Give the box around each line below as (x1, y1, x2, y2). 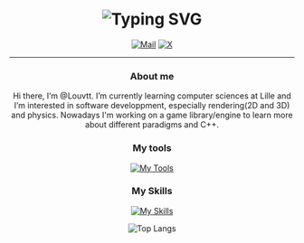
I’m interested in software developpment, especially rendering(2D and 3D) (14, 100, 290, 111)
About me (129, 70, 175, 82)
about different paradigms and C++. (84, 119, 220, 130)
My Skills (131, 185, 173, 198)
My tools (132, 142, 172, 154)
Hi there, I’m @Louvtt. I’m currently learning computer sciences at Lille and (13, 90, 291, 101)
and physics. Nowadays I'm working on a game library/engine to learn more (11, 109, 293, 121)
